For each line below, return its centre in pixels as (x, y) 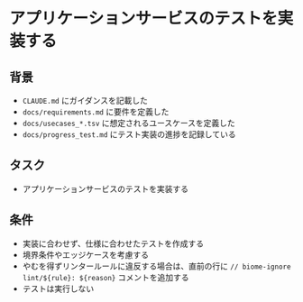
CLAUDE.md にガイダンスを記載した (85, 101)
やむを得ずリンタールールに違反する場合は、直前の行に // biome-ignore (156, 266)
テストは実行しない (58, 288)
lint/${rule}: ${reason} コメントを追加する (106, 277)
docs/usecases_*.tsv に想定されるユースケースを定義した (129, 123)
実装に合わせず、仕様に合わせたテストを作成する (113, 243)
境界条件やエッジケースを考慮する (86, 254)
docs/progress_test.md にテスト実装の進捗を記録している (129, 134)
